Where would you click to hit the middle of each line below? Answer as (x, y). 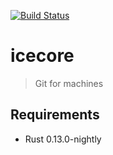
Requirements (55, 115)
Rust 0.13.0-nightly (63, 139)
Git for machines (69, 83)
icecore (42, 56)
